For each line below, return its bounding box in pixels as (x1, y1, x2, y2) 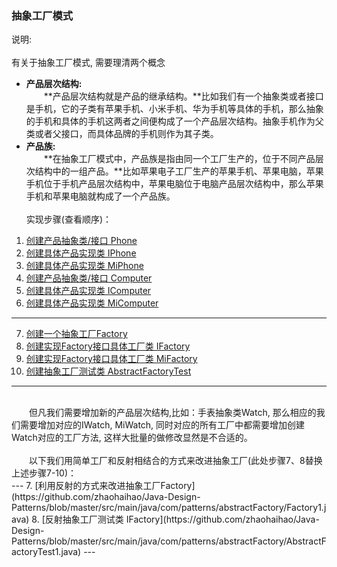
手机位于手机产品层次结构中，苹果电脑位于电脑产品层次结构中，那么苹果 (25, 178, 324, 190)
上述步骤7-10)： (11, 467, 77, 479)
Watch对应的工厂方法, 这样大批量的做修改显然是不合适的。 (11, 432, 253, 444)
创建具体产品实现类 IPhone (25, 247, 137, 259)
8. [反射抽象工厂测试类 (31, 513, 124, 526)
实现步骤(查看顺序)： (25, 213, 113, 226)
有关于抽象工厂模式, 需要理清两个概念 (11, 57, 166, 69)
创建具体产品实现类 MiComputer (25, 297, 159, 309)
